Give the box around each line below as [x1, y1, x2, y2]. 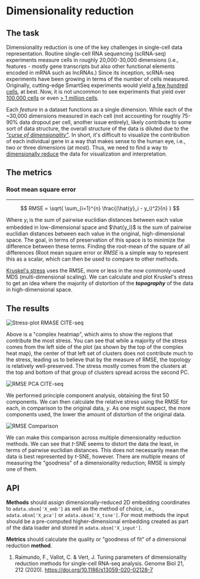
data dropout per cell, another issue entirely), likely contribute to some [19, 119, 192, 126]
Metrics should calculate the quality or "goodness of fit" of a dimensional [6, 535, 186, 543]
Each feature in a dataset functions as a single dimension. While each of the [6, 106, 193, 113]
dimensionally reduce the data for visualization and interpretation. [6, 150, 168, 157]
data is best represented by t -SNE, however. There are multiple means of [6, 453, 186, 460]
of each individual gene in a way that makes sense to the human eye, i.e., [6, 138, 186, 144]
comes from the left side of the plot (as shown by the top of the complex [6, 343, 184, 351]
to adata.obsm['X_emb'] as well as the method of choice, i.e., [6, 505, 155, 512]
